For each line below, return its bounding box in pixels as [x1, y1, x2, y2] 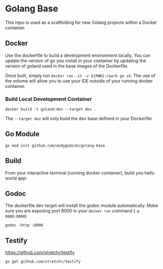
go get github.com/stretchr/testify [5, 259, 81, 264]
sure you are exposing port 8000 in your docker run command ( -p [5, 208, 140, 214]
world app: [5, 175, 27, 181]
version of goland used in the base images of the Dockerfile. [5, 63, 129, 69]
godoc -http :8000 [5, 223, 43, 228]
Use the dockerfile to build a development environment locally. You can [5, 52, 151, 58]
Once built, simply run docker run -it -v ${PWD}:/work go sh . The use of [5, 73, 156, 79]
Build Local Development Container [5, 95, 92, 102]
